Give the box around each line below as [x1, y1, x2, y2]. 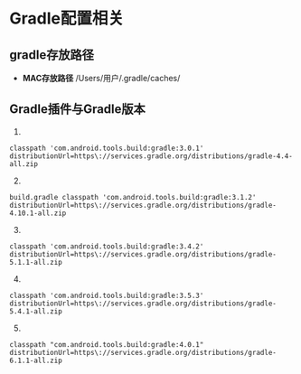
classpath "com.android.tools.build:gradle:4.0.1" [9, 340, 204, 349]
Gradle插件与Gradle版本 [9, 101, 146, 117]
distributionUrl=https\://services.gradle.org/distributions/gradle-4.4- [9, 151, 294, 161]
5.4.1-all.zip [9, 306, 63, 316]
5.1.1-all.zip [9, 257, 63, 266]
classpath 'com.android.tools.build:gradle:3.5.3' [9, 291, 204, 300]
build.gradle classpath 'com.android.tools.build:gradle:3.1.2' [9, 192, 257, 201]
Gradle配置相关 [9, 8, 125, 29]
